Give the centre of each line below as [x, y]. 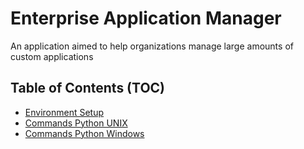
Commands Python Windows [84, 133]
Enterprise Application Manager [146, 18]
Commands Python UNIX [76, 123]
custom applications [52, 56]
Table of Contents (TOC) [88, 88]
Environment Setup [64, 112]
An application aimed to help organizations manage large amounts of [152, 46]
